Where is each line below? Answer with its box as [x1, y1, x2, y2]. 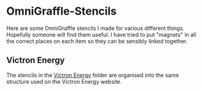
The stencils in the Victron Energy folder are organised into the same [6, 71, 179, 79]
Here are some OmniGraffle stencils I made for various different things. [6, 24, 185, 32]
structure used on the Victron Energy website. [6, 78, 122, 85]
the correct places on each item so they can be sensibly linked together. [6, 37, 188, 45]
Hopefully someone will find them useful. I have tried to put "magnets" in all [6, 31, 197, 38]
